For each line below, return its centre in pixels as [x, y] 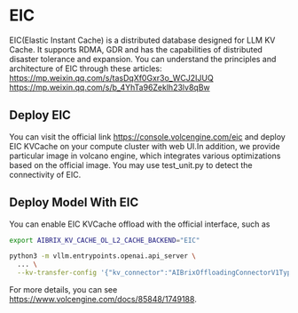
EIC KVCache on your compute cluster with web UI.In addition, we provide [145, 146]
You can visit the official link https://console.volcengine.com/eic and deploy [147, 136]
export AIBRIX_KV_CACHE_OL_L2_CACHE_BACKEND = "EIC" [105, 240]
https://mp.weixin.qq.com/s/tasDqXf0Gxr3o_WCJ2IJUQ [112, 77]
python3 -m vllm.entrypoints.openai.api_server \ [103, 256]
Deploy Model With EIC [74, 202]
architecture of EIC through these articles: [86, 68]
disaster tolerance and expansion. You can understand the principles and [143, 59]
